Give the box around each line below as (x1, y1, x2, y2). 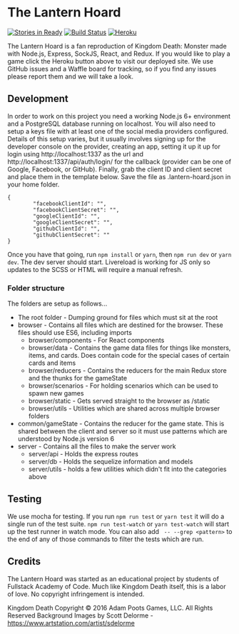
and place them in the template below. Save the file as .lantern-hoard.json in (7, 172, 231, 181)
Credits (7, 555, 41, 568)
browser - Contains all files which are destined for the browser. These (17, 321, 223, 329)
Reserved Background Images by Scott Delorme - (7, 611, 153, 620)
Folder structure (7, 283, 65, 293)
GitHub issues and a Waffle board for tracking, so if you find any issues (7, 64, 217, 73)
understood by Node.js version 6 (17, 435, 115, 443)
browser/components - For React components (28, 336, 165, 345)
